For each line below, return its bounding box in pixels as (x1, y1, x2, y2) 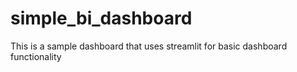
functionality (10, 50, 62, 62)
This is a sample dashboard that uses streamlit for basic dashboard (10, 40, 288, 52)
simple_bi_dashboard (10, 7, 193, 30)
